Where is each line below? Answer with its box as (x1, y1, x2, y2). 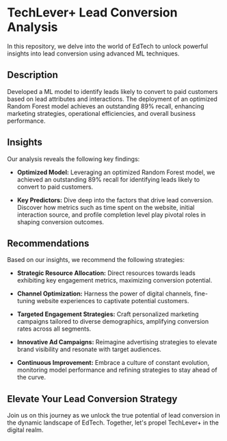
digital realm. (7, 426, 44, 434)
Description (7, 69, 58, 81)
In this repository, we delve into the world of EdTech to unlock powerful (7, 42, 209, 50)
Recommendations (7, 237, 90, 249)
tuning (16, 297, 36, 305)
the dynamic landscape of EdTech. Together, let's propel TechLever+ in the (7, 418, 219, 427)
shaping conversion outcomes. (16, 217, 105, 226)
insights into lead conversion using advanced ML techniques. (7, 49, 180, 58)
